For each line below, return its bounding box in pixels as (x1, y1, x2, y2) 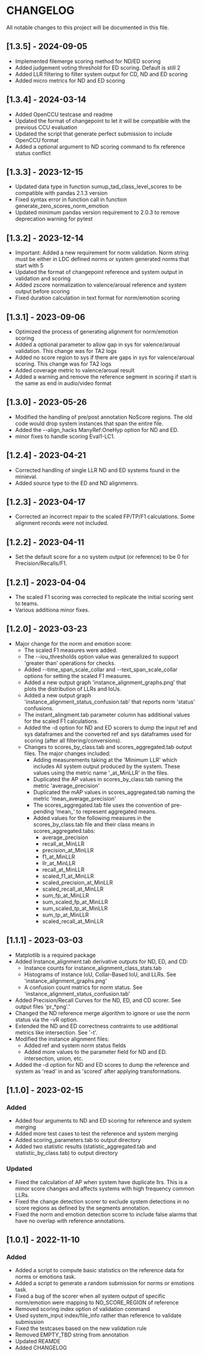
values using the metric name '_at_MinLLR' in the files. (33, 769, 169, 776)
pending (33, 807, 55, 815)
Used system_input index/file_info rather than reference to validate (15, 1312, 182, 1319)
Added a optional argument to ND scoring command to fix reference (15, 143, 185, 150)
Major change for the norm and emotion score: (15, 640, 132, 647)
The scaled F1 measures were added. (24, 646, 118, 654)
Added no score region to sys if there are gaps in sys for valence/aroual (15, 354, 195, 361)
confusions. (24, 704, 54, 711)
